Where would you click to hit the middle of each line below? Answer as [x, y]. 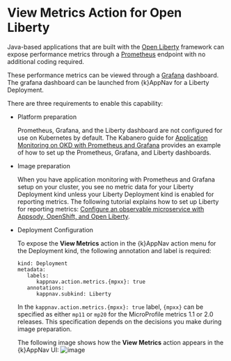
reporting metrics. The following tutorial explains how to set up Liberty [118, 201]
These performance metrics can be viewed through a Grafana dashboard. [113, 75]
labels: [38, 275]
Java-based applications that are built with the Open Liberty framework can [116, 47]
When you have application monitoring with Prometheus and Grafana [116, 179]
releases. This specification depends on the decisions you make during [119, 321]
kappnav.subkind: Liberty [73, 294]
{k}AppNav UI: [38, 350]
